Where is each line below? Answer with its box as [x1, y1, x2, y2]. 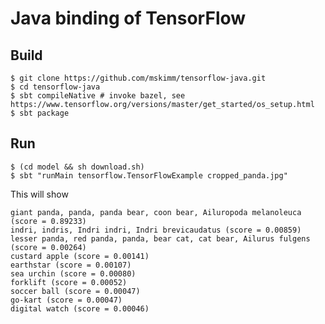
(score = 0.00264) [10, 242, 87, 252]
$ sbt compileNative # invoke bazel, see [10, 91, 186, 101]
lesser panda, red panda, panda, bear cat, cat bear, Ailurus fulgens [10, 233, 311, 244]
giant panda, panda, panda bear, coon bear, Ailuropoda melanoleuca [10, 207, 302, 217]
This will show [10, 188, 69, 200]
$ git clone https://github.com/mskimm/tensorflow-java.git [10, 73, 267, 83]
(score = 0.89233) [10, 216, 87, 226]
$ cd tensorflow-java [10, 82, 101, 92]
